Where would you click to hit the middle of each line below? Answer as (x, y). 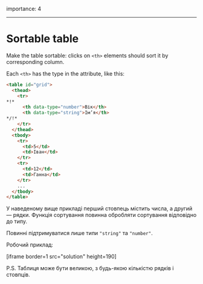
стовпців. (18, 275)
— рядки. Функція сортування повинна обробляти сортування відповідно (101, 215)
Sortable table (43, 39)
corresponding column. (35, 62)
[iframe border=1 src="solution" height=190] (61, 257)
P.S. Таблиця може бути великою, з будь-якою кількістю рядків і (90, 268)
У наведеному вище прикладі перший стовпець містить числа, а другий (99, 208)
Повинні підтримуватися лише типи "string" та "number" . (79, 233)
